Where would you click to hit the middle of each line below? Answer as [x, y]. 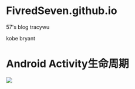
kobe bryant [21, 38]
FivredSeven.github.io [62, 11]
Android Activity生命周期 [67, 64]
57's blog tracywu [28, 27]
